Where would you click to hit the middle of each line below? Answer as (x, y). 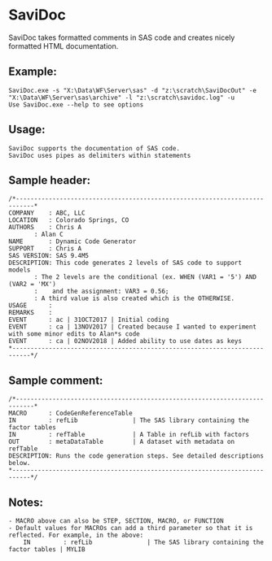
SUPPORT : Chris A (45, 249)
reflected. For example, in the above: (76, 535)
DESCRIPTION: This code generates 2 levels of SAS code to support (125, 263)
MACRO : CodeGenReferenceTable (70, 413)
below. (20, 463)
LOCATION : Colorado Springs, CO (69, 220)
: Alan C (48, 235)
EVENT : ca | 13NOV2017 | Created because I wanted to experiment (132, 327)
